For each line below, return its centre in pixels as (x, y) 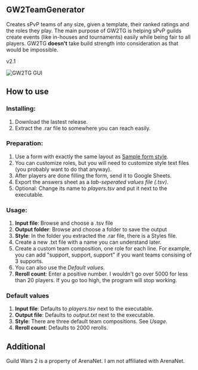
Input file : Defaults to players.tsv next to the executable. (84, 309)
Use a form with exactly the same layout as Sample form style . (92, 156)
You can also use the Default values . (60, 268)
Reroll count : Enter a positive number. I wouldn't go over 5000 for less (101, 274)
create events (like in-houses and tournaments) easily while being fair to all (98, 37)
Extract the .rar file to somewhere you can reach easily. (83, 128)
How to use (27, 92)
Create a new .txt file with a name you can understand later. (88, 242)
